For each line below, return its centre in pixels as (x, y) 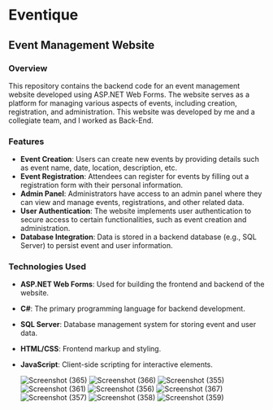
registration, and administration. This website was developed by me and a (132, 111)
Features (26, 142)
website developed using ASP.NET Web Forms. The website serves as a (129, 94)
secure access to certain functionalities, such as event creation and (133, 220)
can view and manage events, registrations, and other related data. (132, 203)
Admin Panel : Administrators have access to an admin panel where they (141, 194)
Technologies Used (48, 267)
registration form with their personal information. (102, 185)
